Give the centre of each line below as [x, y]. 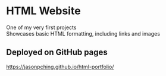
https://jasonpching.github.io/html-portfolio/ [60, 66]
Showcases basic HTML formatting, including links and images [83, 33]
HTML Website [44, 11]
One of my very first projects [41, 27]
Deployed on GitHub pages [57, 53]
